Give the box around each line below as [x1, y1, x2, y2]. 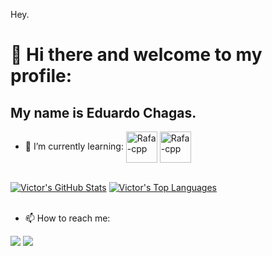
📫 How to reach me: [24, 212, 111, 224]
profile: [10, 65, 73, 88]
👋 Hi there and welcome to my [10, 44, 263, 66]
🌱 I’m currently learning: [24, 140, 124, 152]
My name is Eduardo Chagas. [10, 104, 197, 121]
